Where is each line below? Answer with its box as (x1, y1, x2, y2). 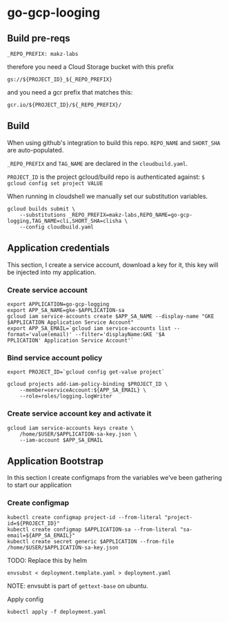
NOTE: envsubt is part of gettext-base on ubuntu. (7, 581, 148, 590)
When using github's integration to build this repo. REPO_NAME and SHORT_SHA (7, 138, 221, 146)
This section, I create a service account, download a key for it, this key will (7, 260, 219, 269)
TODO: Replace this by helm (7, 556, 88, 564)
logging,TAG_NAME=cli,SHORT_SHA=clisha (7, 217, 122, 224)
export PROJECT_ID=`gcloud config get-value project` (7, 369, 166, 376)
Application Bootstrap (7, 455, 103, 467)
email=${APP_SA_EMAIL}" (7, 532, 76, 539)
